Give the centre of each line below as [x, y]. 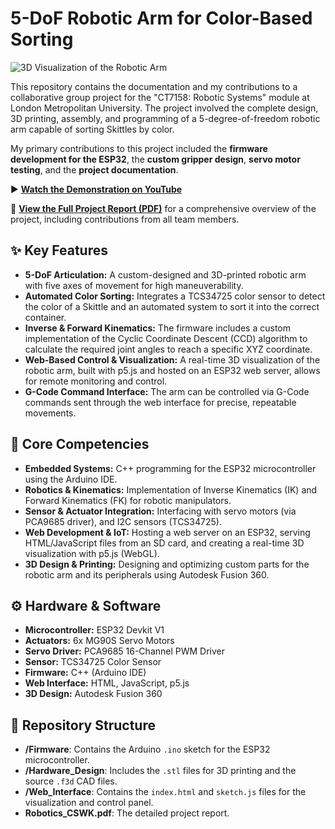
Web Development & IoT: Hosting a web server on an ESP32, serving [167, 532]
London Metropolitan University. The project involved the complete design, [164, 108]
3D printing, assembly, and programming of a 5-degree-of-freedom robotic [165, 118]
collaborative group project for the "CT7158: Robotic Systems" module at [160, 97]
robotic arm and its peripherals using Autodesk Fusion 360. [147, 574]
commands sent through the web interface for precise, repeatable [160, 402]
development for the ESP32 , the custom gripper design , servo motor [155, 159]
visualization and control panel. [89, 803]
